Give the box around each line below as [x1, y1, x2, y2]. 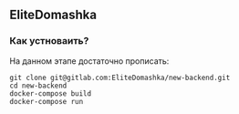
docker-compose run [9, 97, 84, 106]
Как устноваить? [9, 35, 89, 47]
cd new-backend [9, 81, 68, 90]
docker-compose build [9, 88, 92, 98]
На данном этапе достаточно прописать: [9, 55, 170, 67]
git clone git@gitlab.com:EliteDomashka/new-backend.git [9, 73, 231, 82]
